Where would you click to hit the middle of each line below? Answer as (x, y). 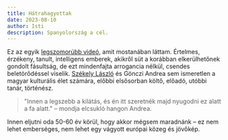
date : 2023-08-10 (32, 20)
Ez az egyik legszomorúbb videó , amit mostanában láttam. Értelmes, (104, 52)
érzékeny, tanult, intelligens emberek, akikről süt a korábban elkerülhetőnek (114, 59)
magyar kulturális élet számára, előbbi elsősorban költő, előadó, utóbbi (107, 81)
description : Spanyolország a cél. (58, 32)
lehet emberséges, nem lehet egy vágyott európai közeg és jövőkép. (104, 129)
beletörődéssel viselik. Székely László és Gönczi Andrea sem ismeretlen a (111, 74)
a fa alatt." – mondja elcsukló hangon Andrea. (88, 109)
